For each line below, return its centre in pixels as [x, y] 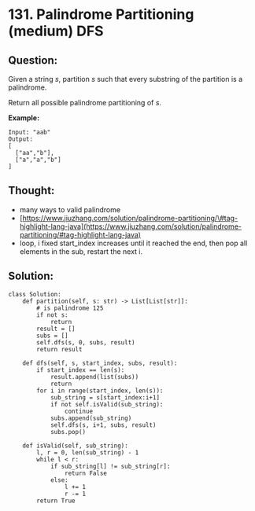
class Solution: [35, 294]
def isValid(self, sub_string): [75, 446]
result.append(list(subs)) [94, 377]
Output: [21, 139]
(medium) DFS [56, 31]
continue [78, 411]
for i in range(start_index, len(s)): [100, 391]
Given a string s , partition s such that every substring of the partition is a [125, 79]
